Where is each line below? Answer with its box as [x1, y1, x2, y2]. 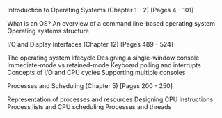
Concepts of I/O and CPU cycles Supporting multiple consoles [7, 69, 186, 76]
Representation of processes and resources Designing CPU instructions [7, 95, 214, 103]
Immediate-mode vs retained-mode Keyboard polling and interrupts [7, 61, 202, 69]
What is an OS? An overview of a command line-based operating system [7, 19, 216, 27]
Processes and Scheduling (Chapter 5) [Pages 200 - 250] [7, 82, 173, 90]
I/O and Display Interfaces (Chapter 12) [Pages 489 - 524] [7, 40, 174, 48]
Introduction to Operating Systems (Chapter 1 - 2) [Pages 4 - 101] [7, 6, 194, 14]
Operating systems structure [7, 27, 89, 35]
